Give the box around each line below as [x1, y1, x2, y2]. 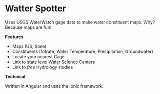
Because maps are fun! [5, 24, 52, 30]
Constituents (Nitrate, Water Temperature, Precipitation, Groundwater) [12, 48, 154, 54]
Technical [5, 73, 26, 79]
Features [5, 34, 23, 40]
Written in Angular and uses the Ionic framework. [5, 83, 104, 89]
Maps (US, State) [12, 43, 47, 49]
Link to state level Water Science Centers [12, 59, 95, 65]
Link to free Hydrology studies [12, 64, 73, 70]
